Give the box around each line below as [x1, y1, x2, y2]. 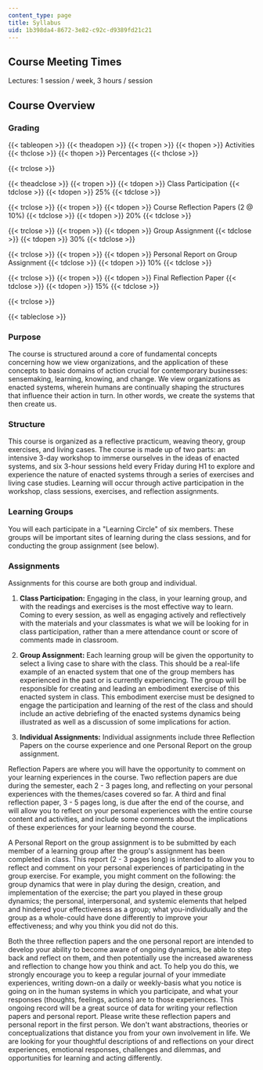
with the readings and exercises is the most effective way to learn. [19, 602, 233, 612]
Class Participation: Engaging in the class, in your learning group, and [19, 593, 247, 603]
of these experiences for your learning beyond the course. [8, 823, 197, 832]
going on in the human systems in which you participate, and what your [8, 987, 239, 996]
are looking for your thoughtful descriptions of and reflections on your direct [8, 1037, 254, 1046]
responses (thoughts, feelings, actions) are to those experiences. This [8, 995, 234, 1005]
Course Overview [8, 99, 95, 112]
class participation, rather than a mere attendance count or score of [19, 627, 239, 637]
